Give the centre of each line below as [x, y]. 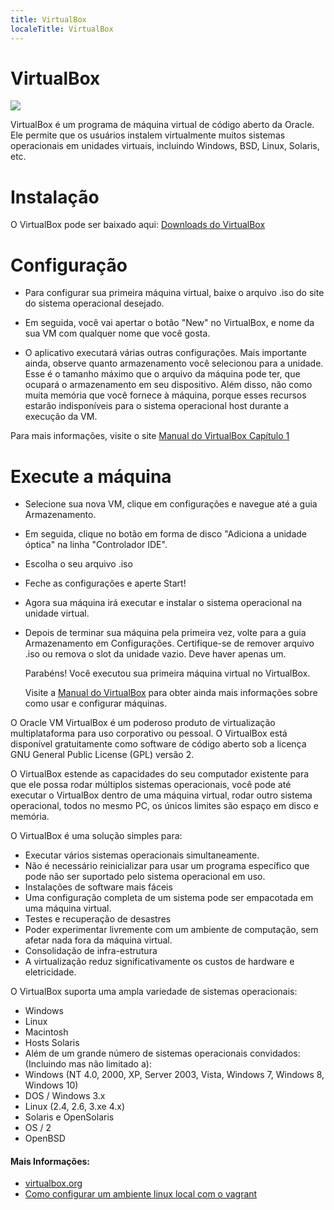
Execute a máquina [91, 476]
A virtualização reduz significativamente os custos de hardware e [159, 962]
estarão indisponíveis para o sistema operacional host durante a [156, 406]
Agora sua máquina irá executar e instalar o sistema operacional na [163, 603]
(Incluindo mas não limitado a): [88, 1064]
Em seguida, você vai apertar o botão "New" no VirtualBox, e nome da [169, 323]
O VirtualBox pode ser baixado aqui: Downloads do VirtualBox [138, 225]
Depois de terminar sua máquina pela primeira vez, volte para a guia [165, 633]
